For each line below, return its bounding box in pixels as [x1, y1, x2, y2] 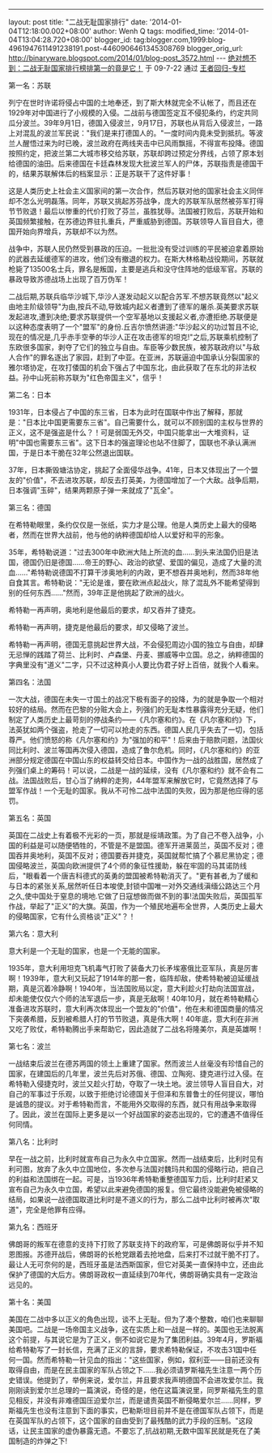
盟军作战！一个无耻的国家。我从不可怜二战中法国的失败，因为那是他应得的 [8, 786, 257, 795]
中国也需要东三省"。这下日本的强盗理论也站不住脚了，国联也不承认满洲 [19, 438, 257, 447]
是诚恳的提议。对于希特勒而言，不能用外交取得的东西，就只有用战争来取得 [8, 1099, 257, 1109]
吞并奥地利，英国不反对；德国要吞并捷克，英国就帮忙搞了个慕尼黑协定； [15, 851, 257, 860]
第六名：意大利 [8, 929, 58, 938]
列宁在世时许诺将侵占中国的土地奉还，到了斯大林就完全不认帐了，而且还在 [8, 98, 257, 107]
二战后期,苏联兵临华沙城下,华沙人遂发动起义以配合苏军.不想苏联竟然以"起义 [8, 291, 259, 301]
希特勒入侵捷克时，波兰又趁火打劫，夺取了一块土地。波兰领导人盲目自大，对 [8, 1079, 264, 1089]
